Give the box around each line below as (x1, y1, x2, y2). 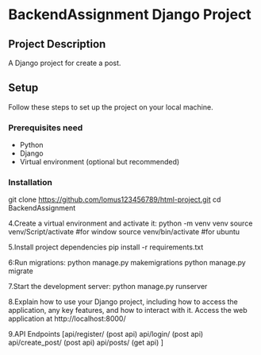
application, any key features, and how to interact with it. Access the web (8, 306, 248, 315)
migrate (8, 266, 33, 276)
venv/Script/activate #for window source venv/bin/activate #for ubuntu (8, 227, 240, 237)
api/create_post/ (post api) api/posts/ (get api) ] (8, 338, 164, 347)
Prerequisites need (8, 122, 83, 133)
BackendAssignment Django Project (8, 6, 251, 24)
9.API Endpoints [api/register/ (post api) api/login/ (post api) (8, 330, 204, 339)
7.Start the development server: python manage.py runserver (8, 282, 208, 291)
